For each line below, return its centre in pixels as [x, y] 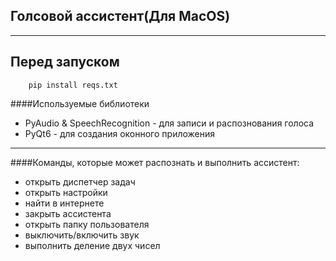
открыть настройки [66, 192]
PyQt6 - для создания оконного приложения [120, 133]
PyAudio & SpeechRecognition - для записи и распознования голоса [169, 123]
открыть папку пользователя [87, 224]
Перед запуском [65, 62]
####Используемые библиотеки [80, 103]
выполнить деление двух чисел [92, 245]
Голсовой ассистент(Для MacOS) [120, 16]
